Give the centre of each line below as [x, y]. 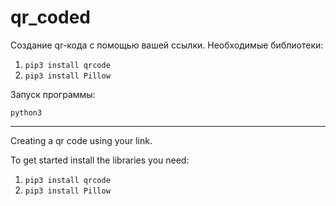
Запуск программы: [53, 94]
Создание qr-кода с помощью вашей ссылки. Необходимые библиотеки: [167, 45]
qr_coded [51, 17]
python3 [26, 112]
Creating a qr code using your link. [81, 140]
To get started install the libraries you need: [100, 160]
